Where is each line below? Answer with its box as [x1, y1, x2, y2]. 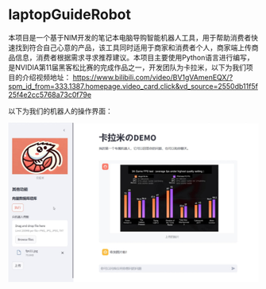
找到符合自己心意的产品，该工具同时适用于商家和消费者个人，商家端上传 [14, 42, 252, 52]
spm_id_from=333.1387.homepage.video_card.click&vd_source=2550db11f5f [8, 81, 258, 91]
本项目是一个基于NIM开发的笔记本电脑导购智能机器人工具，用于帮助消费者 [8, 33, 252, 42]
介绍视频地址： [21, 72, 71, 82]
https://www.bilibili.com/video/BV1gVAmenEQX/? [72, 72, 233, 82]
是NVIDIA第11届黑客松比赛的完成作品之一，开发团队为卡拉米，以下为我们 [8, 62, 246, 72]
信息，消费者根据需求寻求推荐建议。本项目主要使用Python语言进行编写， [14, 52, 254, 62]
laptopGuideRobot [8, 6, 131, 24]
